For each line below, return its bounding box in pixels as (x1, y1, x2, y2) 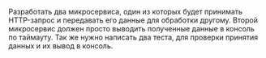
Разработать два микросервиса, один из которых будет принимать (8, 7, 243, 16)
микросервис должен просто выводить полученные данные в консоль (8, 24, 255, 33)
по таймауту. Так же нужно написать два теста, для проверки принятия (8, 32, 259, 42)
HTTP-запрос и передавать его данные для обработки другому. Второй (8, 15, 258, 25)
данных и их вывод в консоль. (8, 41, 114, 51)
